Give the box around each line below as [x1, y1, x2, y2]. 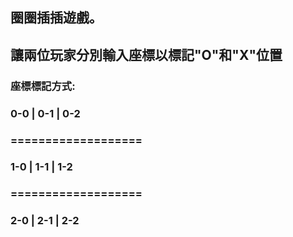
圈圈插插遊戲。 [10, 9, 103, 27]
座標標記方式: [10, 79, 76, 93]
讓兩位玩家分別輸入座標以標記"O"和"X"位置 [10, 46, 283, 63]
